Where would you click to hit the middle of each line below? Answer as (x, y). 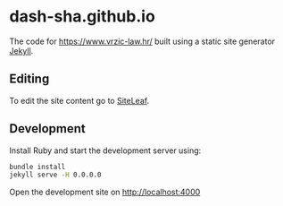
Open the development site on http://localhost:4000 (105, 192)
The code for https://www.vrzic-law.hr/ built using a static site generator (142, 41)
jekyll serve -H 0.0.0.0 (55, 175)
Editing (29, 79)
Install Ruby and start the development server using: (105, 150)
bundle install (37, 167)
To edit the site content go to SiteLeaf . (79, 100)
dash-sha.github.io (83, 17)
